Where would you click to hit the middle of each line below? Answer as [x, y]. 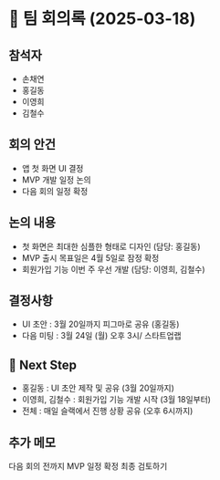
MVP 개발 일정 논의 [57, 180]
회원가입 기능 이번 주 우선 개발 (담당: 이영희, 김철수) [114, 269]
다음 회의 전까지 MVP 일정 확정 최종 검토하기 [88, 466]
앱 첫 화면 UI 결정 [52, 168]
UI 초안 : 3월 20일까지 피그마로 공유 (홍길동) [100, 324]
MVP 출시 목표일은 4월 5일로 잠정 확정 [90, 257]
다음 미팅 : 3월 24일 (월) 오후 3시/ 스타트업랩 [101, 336]
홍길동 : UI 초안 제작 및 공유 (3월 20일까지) [98, 388]
